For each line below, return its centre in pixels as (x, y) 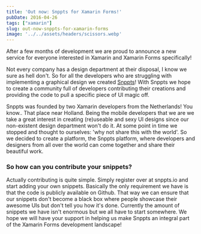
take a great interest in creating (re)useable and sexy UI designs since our (97, 119)
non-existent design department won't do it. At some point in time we (92, 126)
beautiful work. (25, 152)
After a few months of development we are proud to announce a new (91, 51)
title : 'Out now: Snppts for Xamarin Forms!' (64, 12)
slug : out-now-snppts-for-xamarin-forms (58, 29)
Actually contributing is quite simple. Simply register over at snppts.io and (97, 180)
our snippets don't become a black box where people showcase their (92, 199)
